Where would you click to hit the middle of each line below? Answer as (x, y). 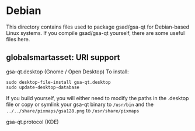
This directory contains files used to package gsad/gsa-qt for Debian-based (98, 27)
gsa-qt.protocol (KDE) (33, 122)
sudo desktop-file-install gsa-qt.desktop (58, 82)
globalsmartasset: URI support (63, 57)
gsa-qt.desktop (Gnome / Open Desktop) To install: (68, 72)
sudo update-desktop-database (43, 87)
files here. (18, 39)
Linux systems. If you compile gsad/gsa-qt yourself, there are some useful (95, 33)
